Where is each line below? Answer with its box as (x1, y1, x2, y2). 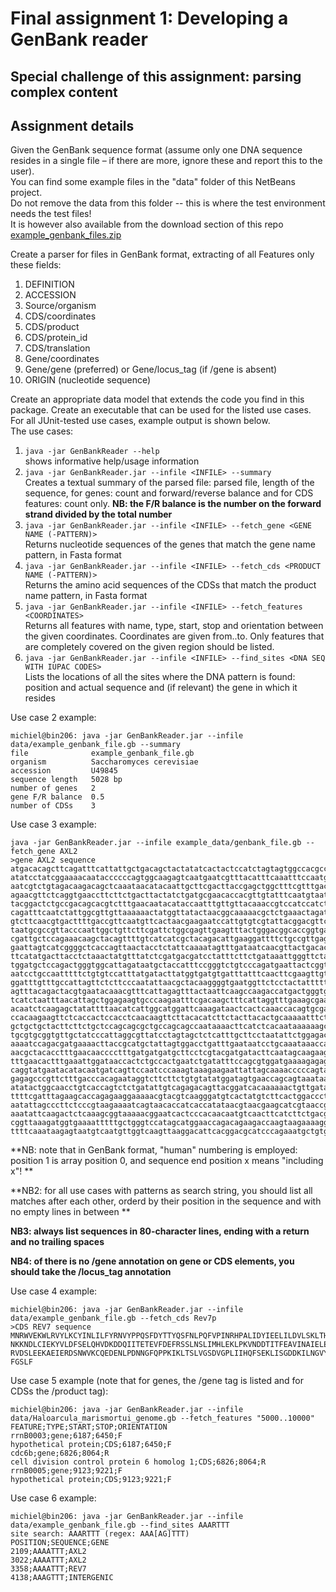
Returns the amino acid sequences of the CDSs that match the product (24, 579, 317, 591)
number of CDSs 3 (10, 801, 97, 811)
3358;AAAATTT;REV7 (10, 1564, 87, 1574)
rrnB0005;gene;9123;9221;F (10, 1466, 123, 1476)
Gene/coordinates (24, 353, 100, 365)
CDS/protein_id (24, 332, 88, 344)
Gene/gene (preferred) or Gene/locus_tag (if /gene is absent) (24, 363, 278, 376)
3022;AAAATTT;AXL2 (10, 1555, 87, 1566)
